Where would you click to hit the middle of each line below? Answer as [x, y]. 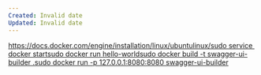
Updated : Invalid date [45, 23]
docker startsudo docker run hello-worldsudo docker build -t [107, 54]
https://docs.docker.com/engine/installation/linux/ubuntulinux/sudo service [130, 45]
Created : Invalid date [45, 15]
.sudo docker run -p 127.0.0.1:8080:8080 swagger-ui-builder [130, 62]
